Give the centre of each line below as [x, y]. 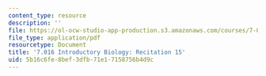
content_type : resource [47, 15]
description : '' [35, 23]
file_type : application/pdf [55, 38]
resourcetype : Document [47, 45]
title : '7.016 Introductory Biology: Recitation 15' [97, 52]
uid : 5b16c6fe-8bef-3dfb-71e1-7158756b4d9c [81, 60]
